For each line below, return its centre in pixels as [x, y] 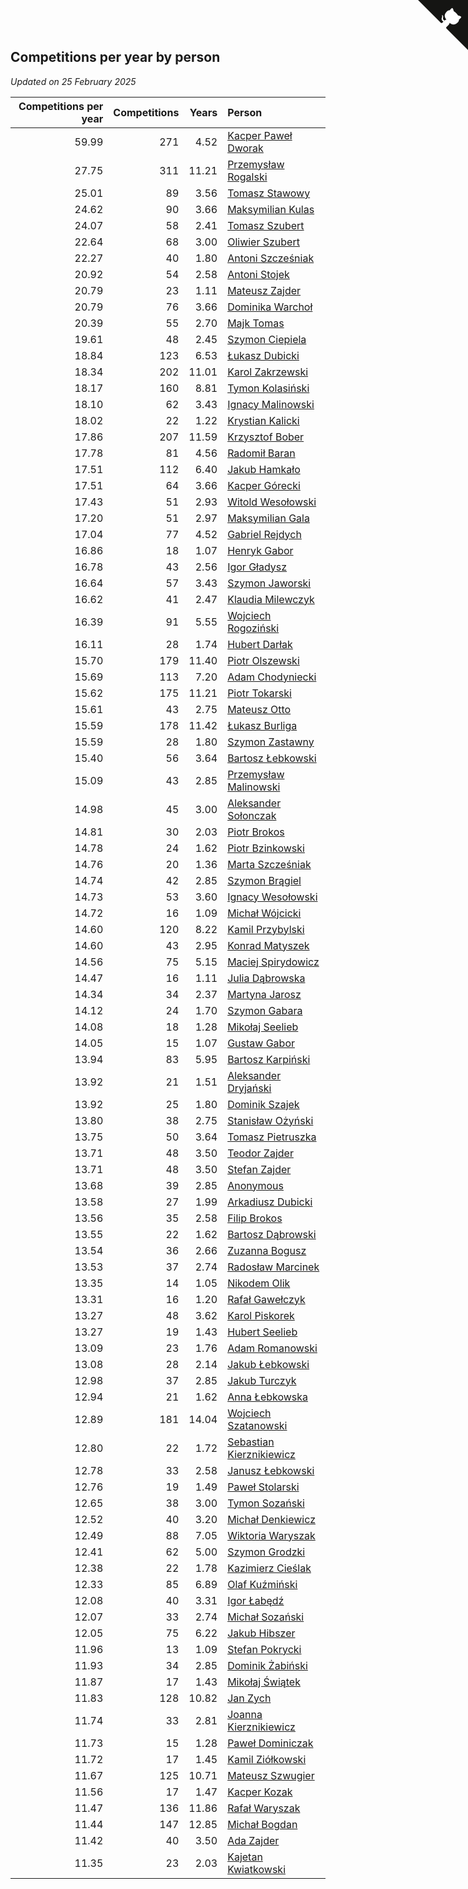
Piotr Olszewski [263, 660]
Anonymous [255, 1185]
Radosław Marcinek [273, 1267]
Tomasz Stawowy [269, 193]
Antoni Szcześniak [271, 258]
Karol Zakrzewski [268, 372]
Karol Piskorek [261, 1315]
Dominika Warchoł [270, 307]
